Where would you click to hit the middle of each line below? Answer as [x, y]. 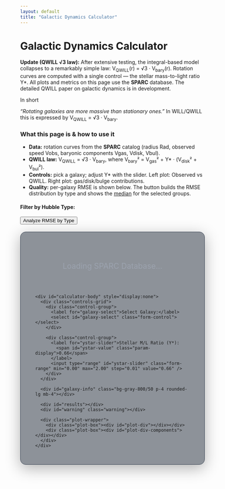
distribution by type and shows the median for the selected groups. [110, 193]
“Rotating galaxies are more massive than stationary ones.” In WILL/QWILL [111, 112]
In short [30, 100]
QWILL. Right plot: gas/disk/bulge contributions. [86, 181]
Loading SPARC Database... [112, 266]
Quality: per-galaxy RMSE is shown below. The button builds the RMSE [114, 187]
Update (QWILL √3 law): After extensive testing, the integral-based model [110, 62]
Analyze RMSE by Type [49, 221]
